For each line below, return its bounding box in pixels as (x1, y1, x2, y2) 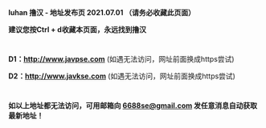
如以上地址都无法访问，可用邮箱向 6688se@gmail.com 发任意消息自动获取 (8, 101, 258, 110)
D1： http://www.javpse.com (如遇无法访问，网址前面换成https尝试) (8, 54, 235, 64)
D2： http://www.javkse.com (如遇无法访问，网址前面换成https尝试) (8, 71, 235, 81)
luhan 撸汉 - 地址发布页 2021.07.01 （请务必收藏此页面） (8, 8, 195, 17)
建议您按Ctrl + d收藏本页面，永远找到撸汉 (8, 25, 147, 34)
